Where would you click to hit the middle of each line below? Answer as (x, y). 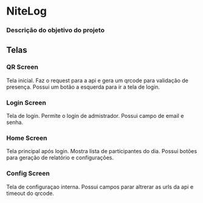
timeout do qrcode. (30, 193)
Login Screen (26, 103)
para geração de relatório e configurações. (60, 158)
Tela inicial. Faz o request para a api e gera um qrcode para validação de (97, 80)
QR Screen (22, 67)
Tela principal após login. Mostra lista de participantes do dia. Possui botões (102, 151)
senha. (15, 122)
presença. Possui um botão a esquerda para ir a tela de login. (83, 87)
